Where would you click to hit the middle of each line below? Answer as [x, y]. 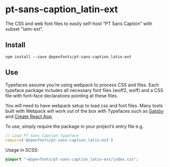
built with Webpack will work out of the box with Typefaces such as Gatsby [84, 111]
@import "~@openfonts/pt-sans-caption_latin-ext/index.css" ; [72, 159]
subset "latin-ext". [24, 29]
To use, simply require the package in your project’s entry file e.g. [75, 126]
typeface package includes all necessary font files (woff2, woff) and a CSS [84, 90]
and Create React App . [29, 116]
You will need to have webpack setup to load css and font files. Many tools [84, 105]
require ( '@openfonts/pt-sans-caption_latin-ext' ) [59, 140]
